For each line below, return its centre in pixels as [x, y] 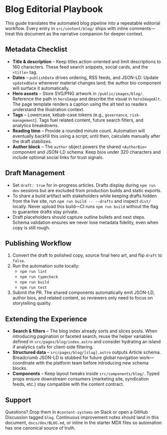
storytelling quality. [32, 303]
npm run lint [33, 272]
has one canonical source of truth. [40, 428]
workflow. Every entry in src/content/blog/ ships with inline [67, 28]
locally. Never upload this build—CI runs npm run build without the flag [85, 206]
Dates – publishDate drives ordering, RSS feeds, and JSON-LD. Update [85, 77]
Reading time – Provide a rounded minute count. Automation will [79, 131]
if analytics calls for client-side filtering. [53, 347]
